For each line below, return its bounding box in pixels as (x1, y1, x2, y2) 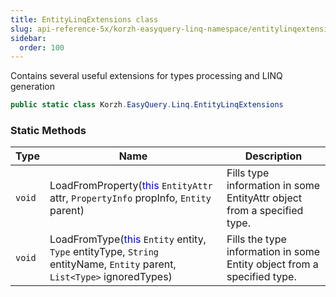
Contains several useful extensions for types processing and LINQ (10, 70, 283, 82)
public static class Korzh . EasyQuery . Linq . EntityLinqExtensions (10, 100, 284, 110)
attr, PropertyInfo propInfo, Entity (49, 191, 212, 205)
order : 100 (19, 42, 65, 53)
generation (10, 81, 55, 93)
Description (244, 149, 303, 163)
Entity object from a (226, 257, 319, 271)
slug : (10, 24, 33, 34)
